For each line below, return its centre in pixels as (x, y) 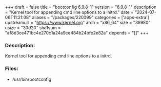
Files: (12, 69)
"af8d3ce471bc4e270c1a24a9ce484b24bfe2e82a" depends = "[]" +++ (77, 33)
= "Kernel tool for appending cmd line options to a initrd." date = (70, 12)
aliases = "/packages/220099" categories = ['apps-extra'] (91, 17)
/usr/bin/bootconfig (32, 79)
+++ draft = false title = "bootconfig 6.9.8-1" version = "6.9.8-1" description (81, 7)
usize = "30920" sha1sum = (33, 28)
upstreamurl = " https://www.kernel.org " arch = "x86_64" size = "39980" (78, 22)
